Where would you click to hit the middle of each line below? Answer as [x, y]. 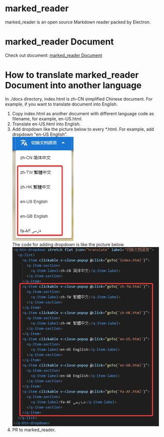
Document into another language [73, 85]
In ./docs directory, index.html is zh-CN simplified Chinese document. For [79, 99]
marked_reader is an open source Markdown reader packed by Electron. [78, 22]
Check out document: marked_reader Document [54, 55]
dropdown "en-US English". [40, 134]
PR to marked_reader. [34, 430]
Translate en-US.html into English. [46, 124]
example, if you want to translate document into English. [61, 104]
